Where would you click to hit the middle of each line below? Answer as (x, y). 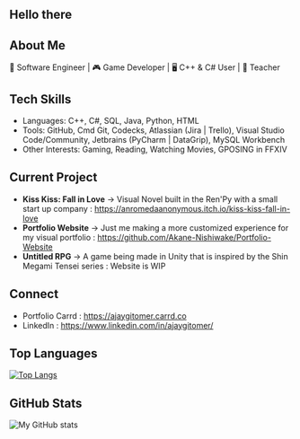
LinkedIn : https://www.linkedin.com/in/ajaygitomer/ (118, 325)
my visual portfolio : (59, 237)
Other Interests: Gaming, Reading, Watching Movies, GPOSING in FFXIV (154, 149)
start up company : (57, 208)
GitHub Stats (46, 403)
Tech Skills (40, 99)
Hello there (41, 15)
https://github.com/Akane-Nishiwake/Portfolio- (185, 237)
